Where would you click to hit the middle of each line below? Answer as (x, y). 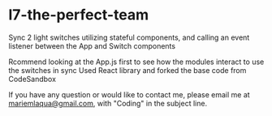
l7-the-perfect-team (79, 15)
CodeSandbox (32, 79)
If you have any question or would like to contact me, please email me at (129, 94)
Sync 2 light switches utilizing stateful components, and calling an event (129, 37)
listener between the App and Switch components (92, 45)
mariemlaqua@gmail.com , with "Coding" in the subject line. (108, 103)
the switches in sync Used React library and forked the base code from (127, 70)
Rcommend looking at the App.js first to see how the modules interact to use (136, 62)
